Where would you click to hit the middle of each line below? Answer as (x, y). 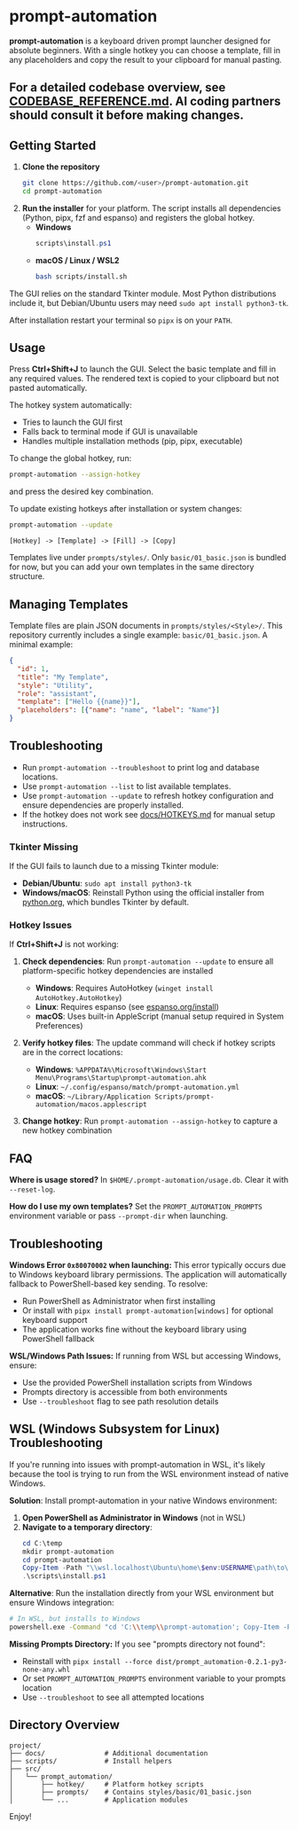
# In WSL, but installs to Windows (75, 1619)
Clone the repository (61, 167)
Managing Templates (69, 604)
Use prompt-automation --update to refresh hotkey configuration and (148, 795)
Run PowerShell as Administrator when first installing (118, 1302)
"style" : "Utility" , (55, 685)
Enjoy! (21, 1816)
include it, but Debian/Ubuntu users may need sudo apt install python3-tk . (149, 302)
